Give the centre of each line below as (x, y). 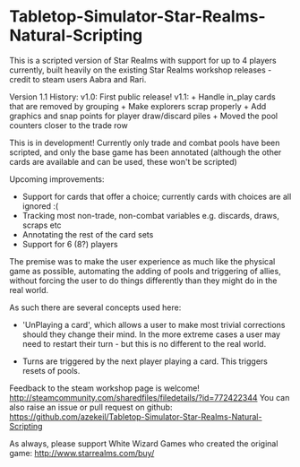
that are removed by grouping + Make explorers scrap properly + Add (138, 106)
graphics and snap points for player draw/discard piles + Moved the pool (144, 116)
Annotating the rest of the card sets (88, 234)
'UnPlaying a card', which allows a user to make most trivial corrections (154, 324)
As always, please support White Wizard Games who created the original (144, 443)
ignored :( (40, 206)
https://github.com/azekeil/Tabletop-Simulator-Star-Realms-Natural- (136, 416)
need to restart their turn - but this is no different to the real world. (144, 343)
